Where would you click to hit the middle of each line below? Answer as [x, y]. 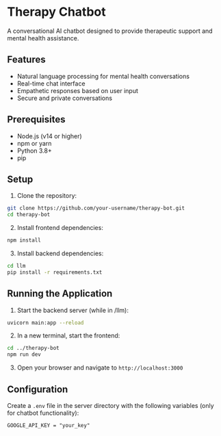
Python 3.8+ [35, 151]
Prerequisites [36, 119]
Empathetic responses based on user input [78, 90]
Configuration [38, 389]
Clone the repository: [47, 196]
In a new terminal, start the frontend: [68, 335]
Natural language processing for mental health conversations [103, 76]
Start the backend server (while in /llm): [73, 310]
